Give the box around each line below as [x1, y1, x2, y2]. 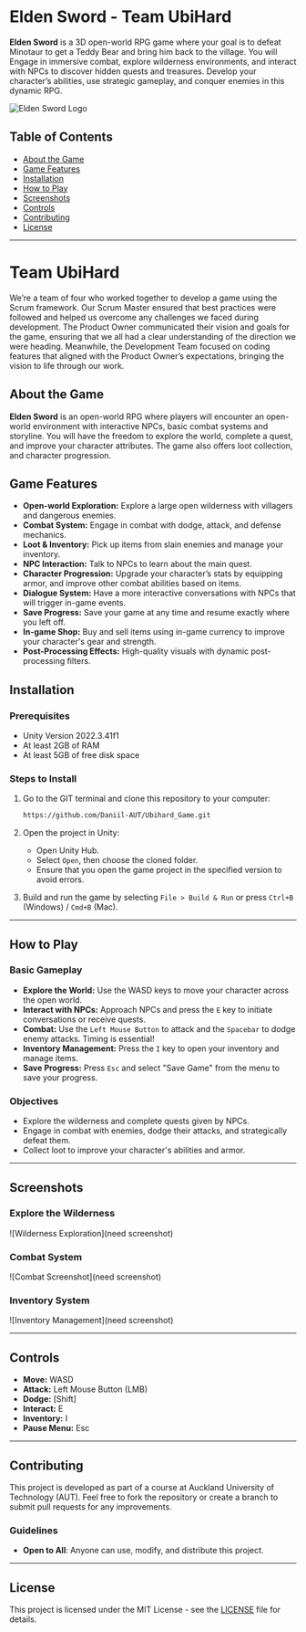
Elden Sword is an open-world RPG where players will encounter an [9, 411, 264, 422]
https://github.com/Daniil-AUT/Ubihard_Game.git [22, 811, 211, 820]
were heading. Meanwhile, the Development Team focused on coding [9, 341, 270, 352]
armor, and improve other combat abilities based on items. [22, 578, 242, 589]
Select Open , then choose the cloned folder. [36, 855, 199, 866]
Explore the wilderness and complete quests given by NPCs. [22, 1116, 250, 1127]
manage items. [22, 1052, 79, 1063]
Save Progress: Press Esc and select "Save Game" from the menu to [22, 1062, 280, 1073]
